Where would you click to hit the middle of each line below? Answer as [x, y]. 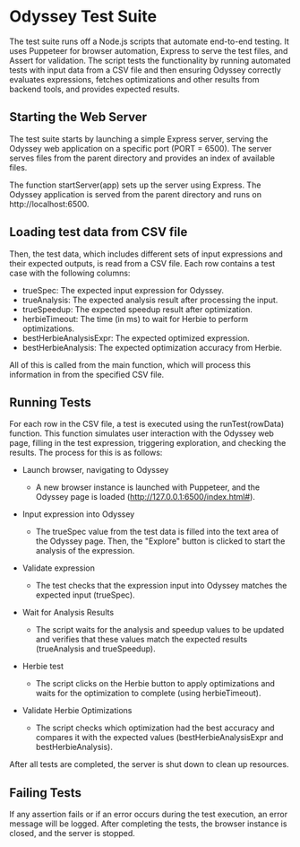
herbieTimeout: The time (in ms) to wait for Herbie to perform [135, 319]
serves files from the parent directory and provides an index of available [142, 158]
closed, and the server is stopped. [73, 834]
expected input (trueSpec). [86, 595]
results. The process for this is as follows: [86, 453]
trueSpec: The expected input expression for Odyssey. [123, 290]
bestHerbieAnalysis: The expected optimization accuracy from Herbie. [152, 347]
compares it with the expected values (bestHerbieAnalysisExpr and [159, 738]
